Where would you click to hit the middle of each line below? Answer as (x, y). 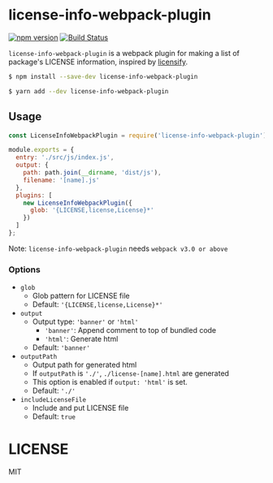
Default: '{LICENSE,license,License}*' (97, 304)
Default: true (54, 416)
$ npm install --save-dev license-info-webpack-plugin (103, 76)
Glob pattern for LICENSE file (81, 296)
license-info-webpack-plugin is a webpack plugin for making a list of (124, 53)
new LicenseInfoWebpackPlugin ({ (78, 203)
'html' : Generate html (81, 339)
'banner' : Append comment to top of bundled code (130, 330)
